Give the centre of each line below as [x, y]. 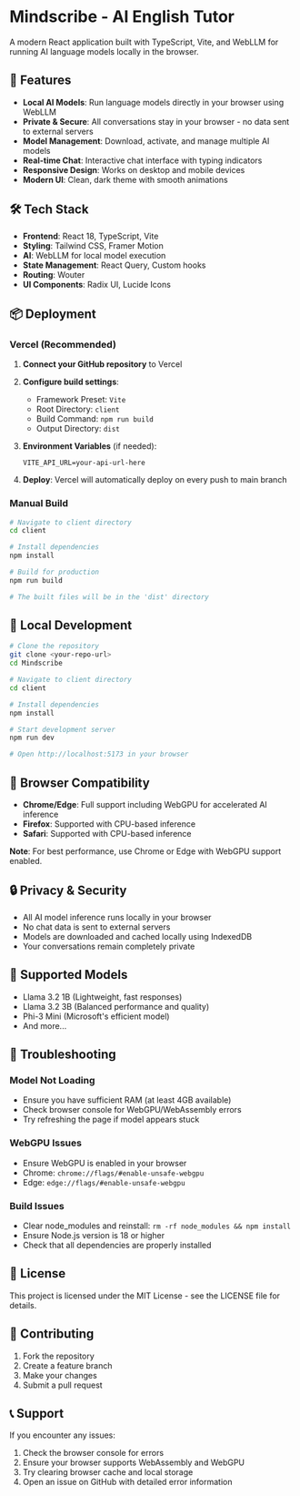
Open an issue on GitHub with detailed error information [127, 1482]
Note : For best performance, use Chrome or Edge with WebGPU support [145, 851]
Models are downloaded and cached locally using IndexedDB [137, 936]
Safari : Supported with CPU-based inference [107, 834]
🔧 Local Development [71, 626]
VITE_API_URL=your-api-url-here [84, 463]
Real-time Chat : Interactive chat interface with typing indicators [142, 160]
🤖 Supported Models [69, 975]
